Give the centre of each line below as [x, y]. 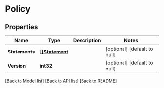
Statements [21, 52]
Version [17, 66]
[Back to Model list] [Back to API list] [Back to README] [61, 81]
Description [87, 41]
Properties [21, 27]
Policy [18, 9]
